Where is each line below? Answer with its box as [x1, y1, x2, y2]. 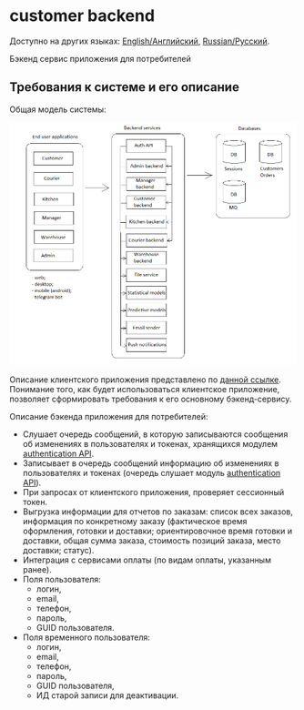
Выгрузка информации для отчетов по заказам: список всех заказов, [22, 506, 293, 517]
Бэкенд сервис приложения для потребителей [9, 53, 191, 64]
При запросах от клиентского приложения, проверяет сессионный [22, 487, 285, 498]
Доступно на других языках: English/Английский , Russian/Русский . [9, 35, 270, 46]
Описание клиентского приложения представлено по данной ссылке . [9, 374, 282, 385]
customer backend [9, 5, 156, 26]
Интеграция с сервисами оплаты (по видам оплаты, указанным [22, 554, 271, 565]
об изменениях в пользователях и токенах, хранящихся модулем [22, 439, 279, 450]
